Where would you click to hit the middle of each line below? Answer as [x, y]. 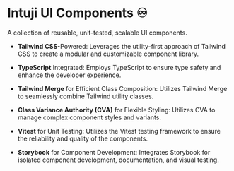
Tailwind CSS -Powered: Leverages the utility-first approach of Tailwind [122, 46]
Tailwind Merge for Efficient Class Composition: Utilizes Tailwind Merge [122, 88]
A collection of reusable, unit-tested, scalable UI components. [97, 33]
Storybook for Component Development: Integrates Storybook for [114, 152]
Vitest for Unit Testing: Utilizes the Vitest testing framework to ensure [119, 131]
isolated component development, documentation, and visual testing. [118, 160]
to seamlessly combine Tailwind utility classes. [86, 96]
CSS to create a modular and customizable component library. [108, 54]
